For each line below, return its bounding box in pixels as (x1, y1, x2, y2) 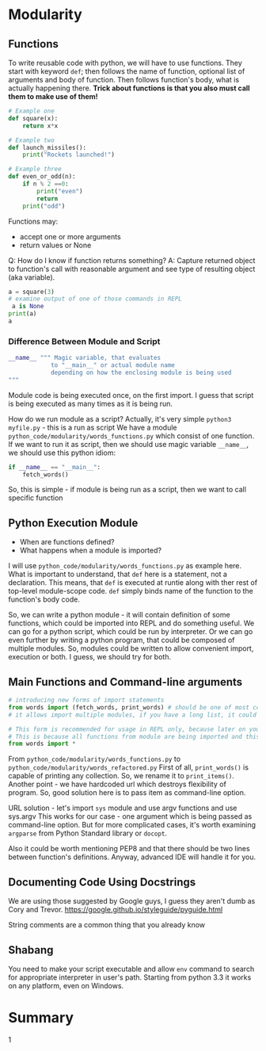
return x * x (22, 121, 59, 130)
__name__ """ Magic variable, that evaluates (8, 354, 161, 362)
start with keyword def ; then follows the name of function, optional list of (8, 67, 245, 76)
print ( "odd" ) (22, 202, 66, 210)
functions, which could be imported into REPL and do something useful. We (8, 618, 255, 628)
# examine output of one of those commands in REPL (8, 295, 182, 303)
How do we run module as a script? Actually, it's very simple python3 (8, 414, 232, 423)
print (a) (8, 310, 37, 318)
